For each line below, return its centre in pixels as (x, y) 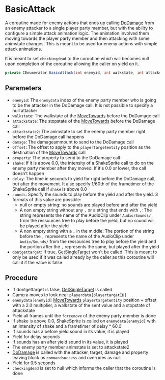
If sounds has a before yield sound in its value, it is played (71, 332)
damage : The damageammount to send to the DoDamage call (73, 142)
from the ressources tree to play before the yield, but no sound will (87, 220)
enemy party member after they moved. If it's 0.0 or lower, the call (79, 168)
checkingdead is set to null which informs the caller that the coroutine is (84, 368)
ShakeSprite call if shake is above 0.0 (50, 189)
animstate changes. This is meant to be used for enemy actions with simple (81, 43)
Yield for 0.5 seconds (34, 363)
